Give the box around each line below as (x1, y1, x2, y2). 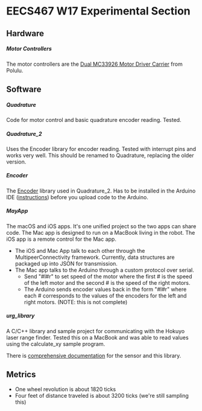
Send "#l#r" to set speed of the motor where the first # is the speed (24, 273, 192, 280)
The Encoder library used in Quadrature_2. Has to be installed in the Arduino (6, 187, 196, 194)
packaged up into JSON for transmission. (14, 260, 118, 267)
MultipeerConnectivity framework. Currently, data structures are (14, 253, 175, 261)
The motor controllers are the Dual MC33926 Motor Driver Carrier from (6, 60, 183, 68)
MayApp (6, 207, 28, 215)
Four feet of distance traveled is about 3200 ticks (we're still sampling (14, 392, 189, 399)
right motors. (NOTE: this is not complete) (24, 298, 128, 305)
